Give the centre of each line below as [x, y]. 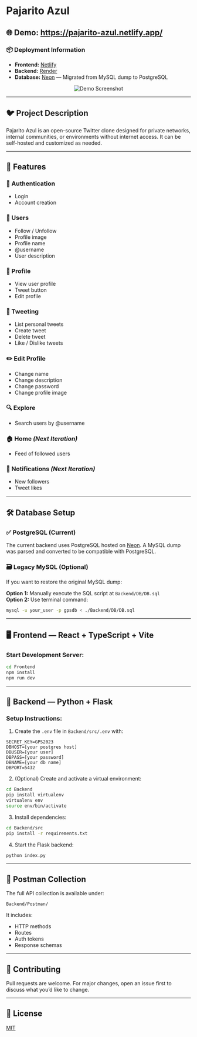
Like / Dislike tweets [39, 343]
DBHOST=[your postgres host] [42, 747]
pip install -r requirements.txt [47, 833]
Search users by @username [50, 423]
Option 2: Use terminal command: [47, 600]
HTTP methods [33, 926]
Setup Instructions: [34, 718]
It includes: [19, 915]
